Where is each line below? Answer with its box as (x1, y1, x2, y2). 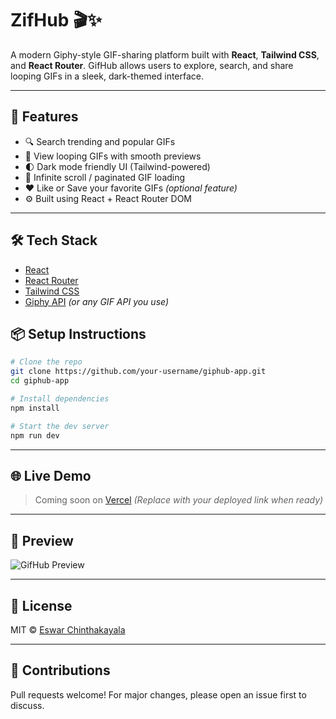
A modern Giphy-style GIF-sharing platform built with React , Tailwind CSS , (10, 48, 320, 61)
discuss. (10, 699, 45, 711)
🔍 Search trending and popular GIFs (24, 135, 176, 147)
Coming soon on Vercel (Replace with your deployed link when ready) (34, 494, 324, 506)
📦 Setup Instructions (10, 325, 147, 342)
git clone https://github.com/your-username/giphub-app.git (10, 367, 267, 377)
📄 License (10, 597, 73, 614)
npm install (10, 403, 60, 413)
